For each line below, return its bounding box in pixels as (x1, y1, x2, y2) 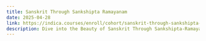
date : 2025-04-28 (6, 14, 51, 20)
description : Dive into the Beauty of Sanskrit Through (6, 25, 152, 32)
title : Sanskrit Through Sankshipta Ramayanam (6, 8, 128, 15)
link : (6, 20, 20, 26)
